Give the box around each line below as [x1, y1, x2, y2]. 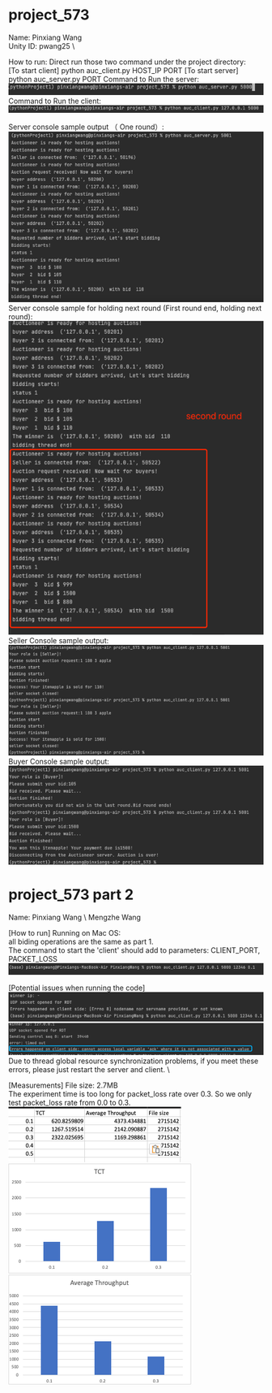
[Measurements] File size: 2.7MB [8, 1080, 119, 1090]
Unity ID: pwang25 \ [8, 41, 75, 50]
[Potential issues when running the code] [8, 983, 146, 993]
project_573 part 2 [8, 885, 134, 904]
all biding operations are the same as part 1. [8, 937, 154, 946]
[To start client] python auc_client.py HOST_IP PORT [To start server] [8, 65, 239, 75]
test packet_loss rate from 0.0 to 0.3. [8, 1097, 131, 1107]
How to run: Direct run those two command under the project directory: [8, 57, 247, 67]
